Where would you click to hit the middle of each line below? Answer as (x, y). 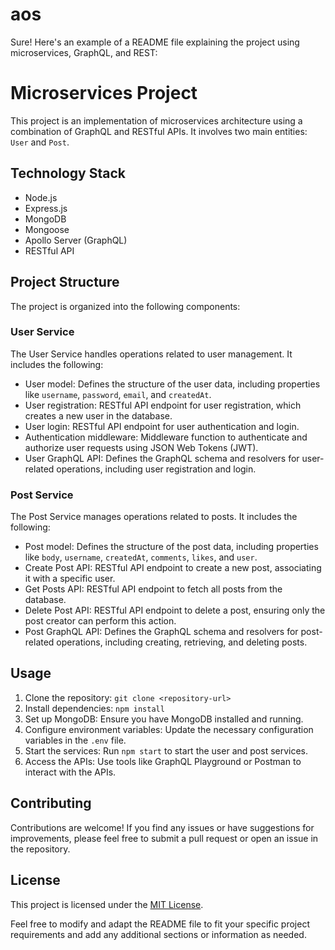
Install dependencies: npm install (94, 708)
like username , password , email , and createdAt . (118, 394)
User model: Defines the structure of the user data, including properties (172, 384)
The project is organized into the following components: (125, 306)
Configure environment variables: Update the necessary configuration (169, 729)
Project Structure (65, 282)
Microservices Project (104, 93)
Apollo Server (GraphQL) (76, 240)
